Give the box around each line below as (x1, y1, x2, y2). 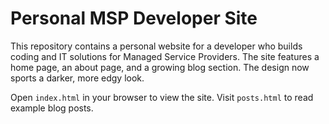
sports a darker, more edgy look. (10, 72, 145, 84)
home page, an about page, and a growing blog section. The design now (10, 61, 310, 73)
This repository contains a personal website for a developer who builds (10, 40, 303, 52)
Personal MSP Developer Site (10, 7, 258, 30)
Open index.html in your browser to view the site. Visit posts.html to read (10, 91, 314, 103)
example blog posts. (10, 102, 94, 114)
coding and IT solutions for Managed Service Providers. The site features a (10, 50, 320, 62)
